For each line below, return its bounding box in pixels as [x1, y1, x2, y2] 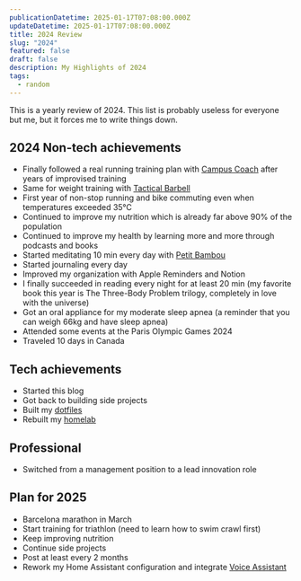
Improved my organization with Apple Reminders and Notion [22, 268, 245, 279]
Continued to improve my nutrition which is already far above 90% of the [22, 212, 293, 223]
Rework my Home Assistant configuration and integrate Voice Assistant [22, 561, 288, 572]
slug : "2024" [9, 38, 58, 48]
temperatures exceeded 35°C [22, 202, 133, 213]
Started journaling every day [22, 260, 128, 270]
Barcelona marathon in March [22, 514, 133, 524]
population [22, 221, 63, 232]
